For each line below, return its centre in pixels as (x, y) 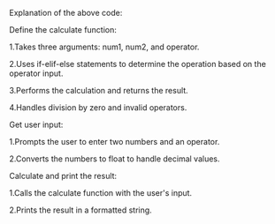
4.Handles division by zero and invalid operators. (98, 108)
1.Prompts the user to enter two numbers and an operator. (115, 142)
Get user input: (36, 124)
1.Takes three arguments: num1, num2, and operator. (104, 47)
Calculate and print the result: (63, 176)
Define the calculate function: (63, 30)
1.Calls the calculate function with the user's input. (101, 193)
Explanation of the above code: (66, 13)
